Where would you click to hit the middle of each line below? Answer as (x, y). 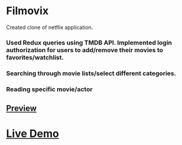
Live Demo (32, 134)
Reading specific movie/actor (49, 89)
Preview (22, 109)
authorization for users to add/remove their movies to (85, 50)
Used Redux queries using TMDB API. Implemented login (89, 43)
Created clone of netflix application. (50, 27)
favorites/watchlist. (35, 57)
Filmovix (27, 11)
